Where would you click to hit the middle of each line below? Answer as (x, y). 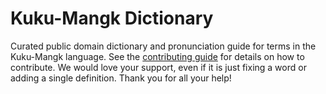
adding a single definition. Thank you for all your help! (121, 78)
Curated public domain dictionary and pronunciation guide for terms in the (163, 46)
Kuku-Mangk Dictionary (112, 18)
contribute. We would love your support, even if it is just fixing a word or (158, 67)
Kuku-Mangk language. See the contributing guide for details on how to (157, 56)
